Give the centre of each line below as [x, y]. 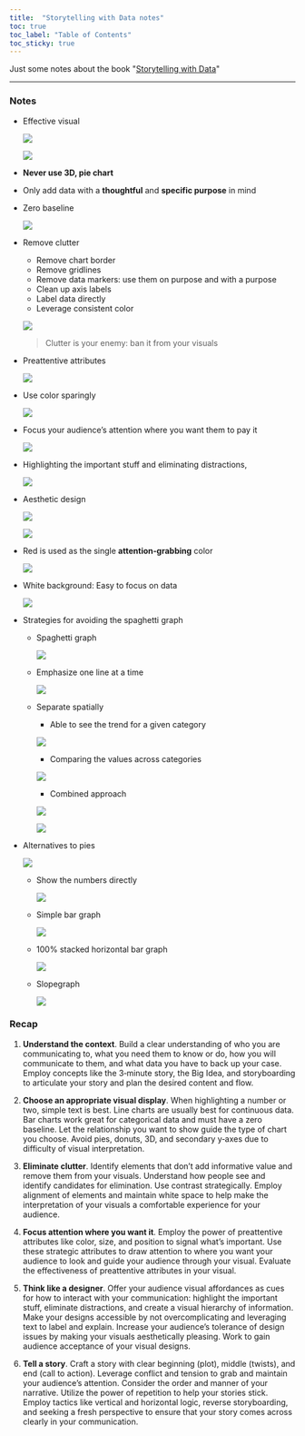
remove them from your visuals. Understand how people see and [144, 1175]
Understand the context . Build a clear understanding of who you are [151, 1044]
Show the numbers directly [87, 880]
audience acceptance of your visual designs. [106, 1346]
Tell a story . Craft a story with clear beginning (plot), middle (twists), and [159, 1363]
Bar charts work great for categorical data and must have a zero [143, 1119]
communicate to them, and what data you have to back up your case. [152, 1063]
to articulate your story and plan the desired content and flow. [138, 1083]
